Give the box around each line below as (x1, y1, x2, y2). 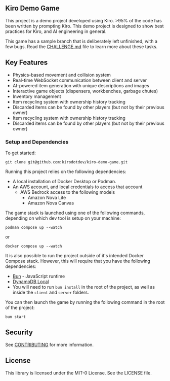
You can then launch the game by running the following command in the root (5, 299, 165, 305)
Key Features (5, 58, 48, 67)
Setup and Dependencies (5, 138, 69, 145)
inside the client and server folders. (12, 289, 90, 295)
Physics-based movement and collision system (12, 72, 111, 78)
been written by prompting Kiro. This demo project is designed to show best (5, 23, 164, 29)
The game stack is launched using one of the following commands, (5, 210, 145, 216)
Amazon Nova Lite (27, 194, 66, 200)
